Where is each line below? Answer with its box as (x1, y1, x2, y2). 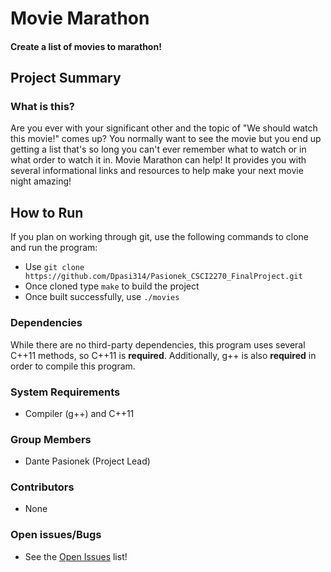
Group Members (10, 432, 92, 446)
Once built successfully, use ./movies (24, 291, 180, 303)
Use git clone (24, 261, 85, 273)
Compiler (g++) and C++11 (24, 407, 135, 419)
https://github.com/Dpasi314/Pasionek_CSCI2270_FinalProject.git (24, 272, 303, 282)
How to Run (10, 204, 84, 221)
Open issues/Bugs (10, 528, 102, 542)
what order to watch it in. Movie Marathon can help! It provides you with (10, 154, 307, 166)
